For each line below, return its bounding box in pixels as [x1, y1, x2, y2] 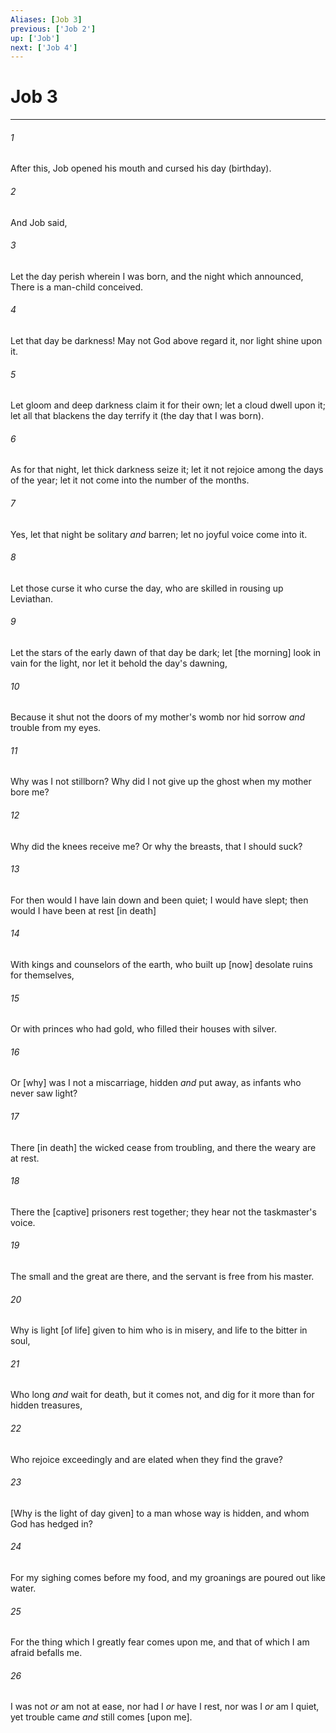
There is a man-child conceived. [10, 281, 144, 293]
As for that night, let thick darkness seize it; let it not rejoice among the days [10, 464, 324, 476]
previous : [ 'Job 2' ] [10, 24, 97, 34]
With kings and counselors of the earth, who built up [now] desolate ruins [10, 959, 313, 971]
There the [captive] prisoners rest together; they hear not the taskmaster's [10, 1206, 317, 1218]
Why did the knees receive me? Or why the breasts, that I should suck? [10, 840, 303, 852]
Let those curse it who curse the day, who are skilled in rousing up [10, 582, 284, 594]
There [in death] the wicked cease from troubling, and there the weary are [10, 1141, 317, 1153]
